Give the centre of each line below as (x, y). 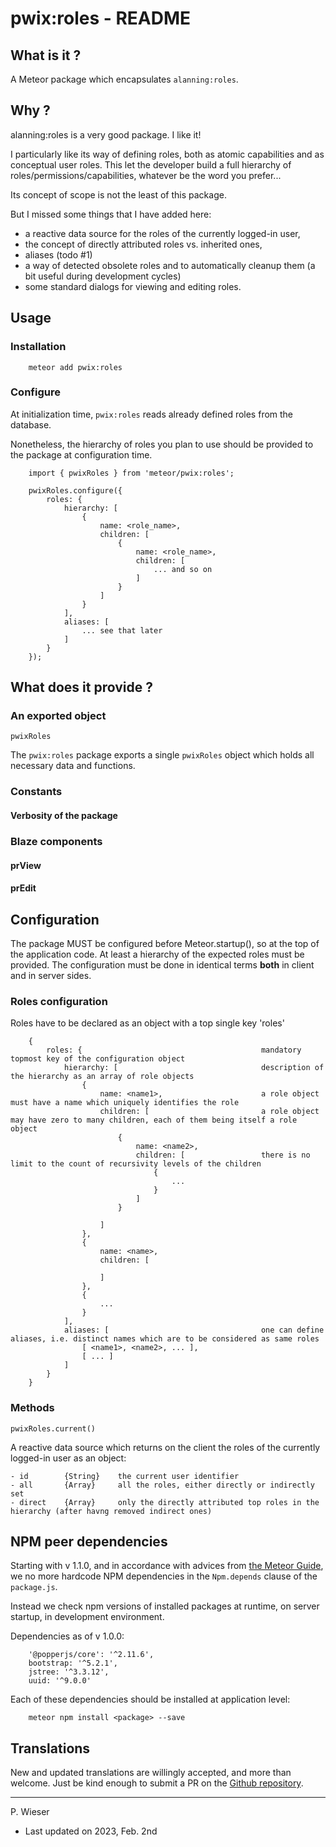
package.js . (34, 1587)
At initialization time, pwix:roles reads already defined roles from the (152, 414)
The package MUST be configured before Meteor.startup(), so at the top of (165, 943)
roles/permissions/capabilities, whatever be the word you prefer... (146, 175)
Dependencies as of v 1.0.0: (67, 1636)
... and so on (183, 569)
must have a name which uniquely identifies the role (125, 1103)
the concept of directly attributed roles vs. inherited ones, (143, 244)
